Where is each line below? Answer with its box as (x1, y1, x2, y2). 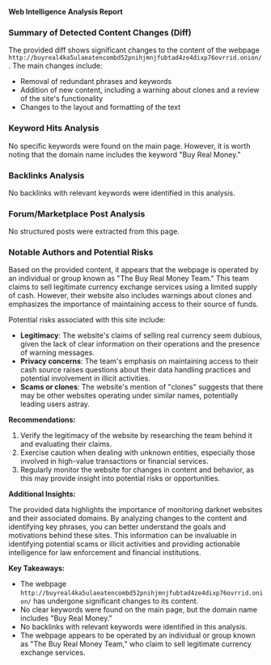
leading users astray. (19, 399, 91, 409)
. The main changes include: (8, 61, 103, 71)
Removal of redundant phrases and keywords (19, 77, 172, 86)
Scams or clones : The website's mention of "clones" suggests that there (19, 382, 264, 392)
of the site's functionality (19, 94, 104, 103)
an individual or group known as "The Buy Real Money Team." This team (8, 274, 249, 284)
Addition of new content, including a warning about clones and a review (19, 85, 260, 95)
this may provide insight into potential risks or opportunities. (19, 473, 221, 483)
